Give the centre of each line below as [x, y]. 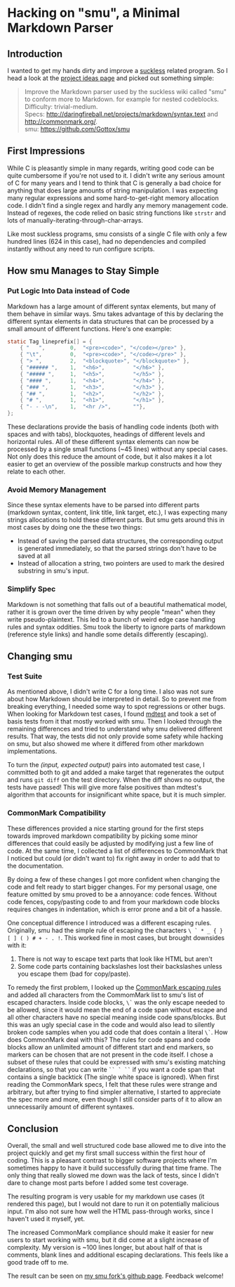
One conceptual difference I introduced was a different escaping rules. [109, 922]
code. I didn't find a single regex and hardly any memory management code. [117, 205]
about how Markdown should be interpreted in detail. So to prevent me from [117, 699]
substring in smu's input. [53, 571]
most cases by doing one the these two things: [75, 528]
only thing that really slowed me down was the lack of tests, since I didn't [113, 1175]
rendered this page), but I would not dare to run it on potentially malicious [113, 1204]
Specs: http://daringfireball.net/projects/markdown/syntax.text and [121, 114]
